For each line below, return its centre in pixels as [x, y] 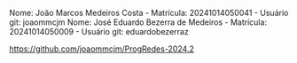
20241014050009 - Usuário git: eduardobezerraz [99, 31]
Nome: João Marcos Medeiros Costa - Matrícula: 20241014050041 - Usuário [149, 13]
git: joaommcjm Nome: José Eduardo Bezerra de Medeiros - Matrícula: [138, 22]
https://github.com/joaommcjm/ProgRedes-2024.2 [102, 49]
